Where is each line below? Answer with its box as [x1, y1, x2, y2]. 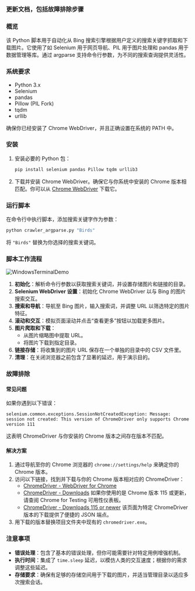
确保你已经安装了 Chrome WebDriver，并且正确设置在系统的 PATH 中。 [6, 124, 177, 131]
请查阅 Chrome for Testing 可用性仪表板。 [23, 497, 124, 504]
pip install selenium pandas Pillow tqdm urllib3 [14, 166, 138, 172]
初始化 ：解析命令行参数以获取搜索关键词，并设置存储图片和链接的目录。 [14, 281, 189, 288]
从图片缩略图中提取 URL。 [23, 332, 86, 339]
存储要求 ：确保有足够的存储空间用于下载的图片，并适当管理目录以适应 [14, 571, 184, 578]
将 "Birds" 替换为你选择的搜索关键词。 [6, 238, 99, 245]
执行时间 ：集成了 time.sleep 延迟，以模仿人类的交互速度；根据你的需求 [14, 556, 187, 563]
